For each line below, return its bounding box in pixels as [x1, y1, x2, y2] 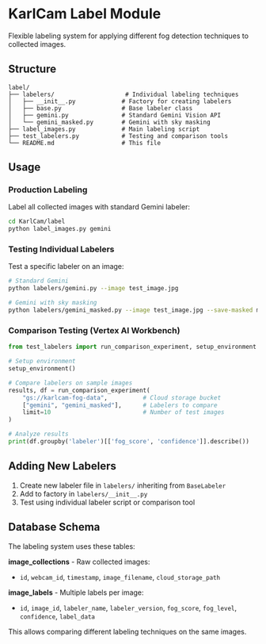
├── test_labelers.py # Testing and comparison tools [8, 132, 228, 140]
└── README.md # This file [8, 139, 161, 147]
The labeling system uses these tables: [8, 541, 136, 551]
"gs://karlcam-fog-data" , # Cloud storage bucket [22, 393, 222, 401]
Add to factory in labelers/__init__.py [19, 489, 148, 498]
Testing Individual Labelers [8, 243, 115, 255]
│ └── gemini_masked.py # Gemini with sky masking [8, 118, 211, 126]
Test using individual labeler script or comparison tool [19, 497, 196, 507]
